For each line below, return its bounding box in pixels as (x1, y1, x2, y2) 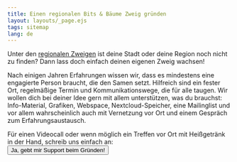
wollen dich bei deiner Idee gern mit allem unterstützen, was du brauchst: (7, 94, 222, 102)
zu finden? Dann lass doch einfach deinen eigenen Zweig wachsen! (7, 58, 205, 66)
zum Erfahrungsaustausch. (7, 117, 87, 125)
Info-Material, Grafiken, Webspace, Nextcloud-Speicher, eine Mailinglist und (7, 101, 231, 110)
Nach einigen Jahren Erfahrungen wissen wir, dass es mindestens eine (7, 71, 215, 80)
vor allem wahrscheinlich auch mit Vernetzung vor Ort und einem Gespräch (7, 109, 228, 117)
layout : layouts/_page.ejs (7, 17, 87, 24)
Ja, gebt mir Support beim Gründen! (11, 146, 105, 154)
